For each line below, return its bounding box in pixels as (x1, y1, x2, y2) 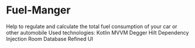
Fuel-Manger (6, 4, 71, 17)
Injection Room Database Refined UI (6, 35, 94, 42)
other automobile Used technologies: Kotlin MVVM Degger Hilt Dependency (6, 29, 189, 36)
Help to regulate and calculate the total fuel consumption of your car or (6, 23, 177, 30)
